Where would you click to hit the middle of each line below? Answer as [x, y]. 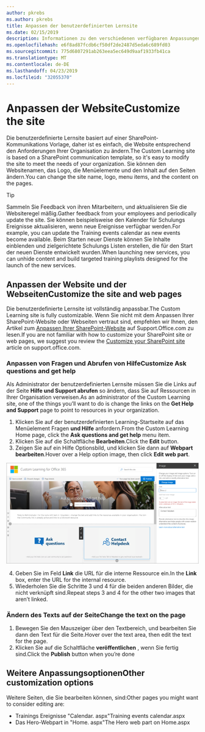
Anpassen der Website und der [67, 285]
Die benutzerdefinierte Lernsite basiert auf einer [67, 138]
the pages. [20, 184]
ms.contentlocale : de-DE [38, 64]
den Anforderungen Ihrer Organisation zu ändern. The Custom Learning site [101, 151]
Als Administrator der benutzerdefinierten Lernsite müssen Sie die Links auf [102, 384]
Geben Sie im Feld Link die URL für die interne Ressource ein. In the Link [106, 573]
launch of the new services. [41, 265]
